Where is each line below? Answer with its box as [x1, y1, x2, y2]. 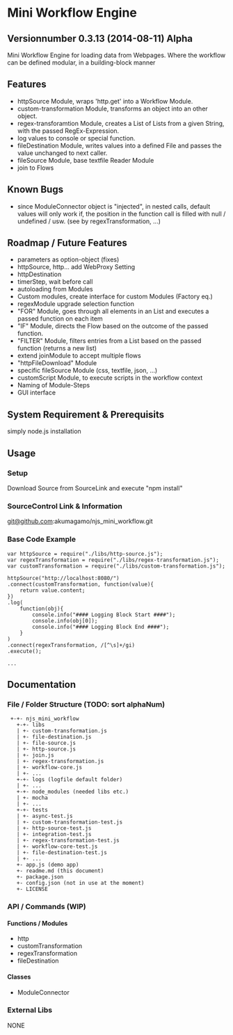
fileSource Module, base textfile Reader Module [17, 156, 154, 164]
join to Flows [17, 163, 54, 172]
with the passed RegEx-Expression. [17, 127, 120, 135]
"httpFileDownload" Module [17, 359, 97, 367]
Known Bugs [7, 184, 64, 195]
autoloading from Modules [17, 285, 93, 294]
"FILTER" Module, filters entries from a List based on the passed [17, 337, 202, 345]
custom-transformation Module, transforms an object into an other [17, 104, 209, 113]
